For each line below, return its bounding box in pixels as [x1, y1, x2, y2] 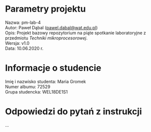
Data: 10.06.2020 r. [5, 45, 44, 51]
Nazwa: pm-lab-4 [5, 19, 41, 25]
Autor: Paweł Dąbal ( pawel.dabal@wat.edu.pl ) [5, 24, 98, 30]
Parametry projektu [5, 3, 86, 15]
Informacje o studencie [5, 62, 101, 74]
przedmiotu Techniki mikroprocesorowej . [5, 35, 88, 41]
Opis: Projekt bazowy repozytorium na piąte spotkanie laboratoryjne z [5, 30, 146, 36]
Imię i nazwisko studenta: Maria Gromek [5, 78, 86, 84]
